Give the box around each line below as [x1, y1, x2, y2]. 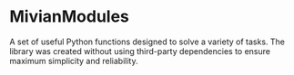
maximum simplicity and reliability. [9, 55, 138, 66]
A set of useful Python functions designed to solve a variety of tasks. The [9, 36, 285, 47]
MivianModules [9, 6, 130, 27]
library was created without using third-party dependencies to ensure [9, 45, 271, 56]
